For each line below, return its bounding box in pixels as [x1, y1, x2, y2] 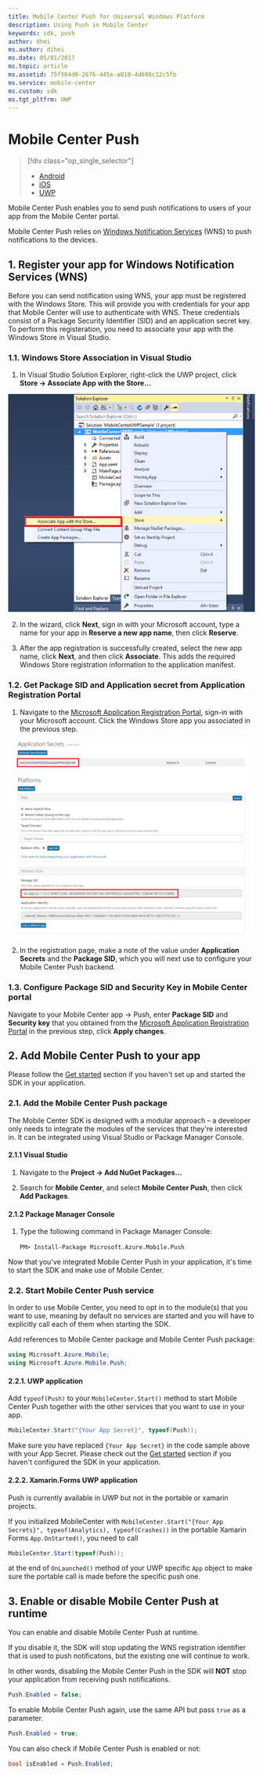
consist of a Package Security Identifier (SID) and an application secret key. [8, 316, 252, 326]
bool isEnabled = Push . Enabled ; [8, 1759, 113, 1768]
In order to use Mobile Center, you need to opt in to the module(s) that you [8, 1303, 248, 1313]
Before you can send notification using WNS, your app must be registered [8, 291, 247, 301]
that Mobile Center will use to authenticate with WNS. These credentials [8, 308, 240, 317]
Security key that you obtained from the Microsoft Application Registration [8, 1017, 249, 1028]
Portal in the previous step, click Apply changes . [8, 1026, 166, 1035]
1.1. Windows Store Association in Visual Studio [8, 352, 192, 363]
